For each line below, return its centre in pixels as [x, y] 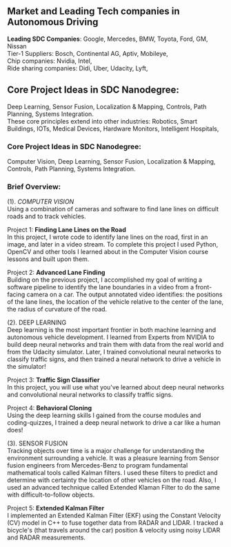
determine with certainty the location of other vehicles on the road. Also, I [112, 480]
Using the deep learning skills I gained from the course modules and [104, 415]
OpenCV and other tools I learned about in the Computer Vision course [108, 252]
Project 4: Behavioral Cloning [50, 408]
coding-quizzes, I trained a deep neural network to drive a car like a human [114, 423]
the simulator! [27, 367]
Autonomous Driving [53, 22]
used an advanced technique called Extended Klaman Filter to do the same [114, 488]
